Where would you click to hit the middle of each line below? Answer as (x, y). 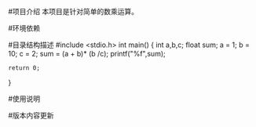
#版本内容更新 (31, 115)
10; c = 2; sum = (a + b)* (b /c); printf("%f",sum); (87, 54)
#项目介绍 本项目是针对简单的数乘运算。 (73, 11)
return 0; (24, 68)
